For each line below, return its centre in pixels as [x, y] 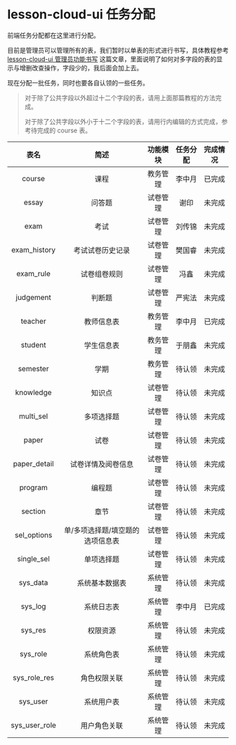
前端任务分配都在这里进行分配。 [53, 35]
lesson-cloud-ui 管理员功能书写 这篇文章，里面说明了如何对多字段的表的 [112, 59]
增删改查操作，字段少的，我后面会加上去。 [81, 68]
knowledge [33, 392]
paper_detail [33, 463]
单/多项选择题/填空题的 [102, 530]
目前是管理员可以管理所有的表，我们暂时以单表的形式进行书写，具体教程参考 [118, 50]
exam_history [34, 249]
